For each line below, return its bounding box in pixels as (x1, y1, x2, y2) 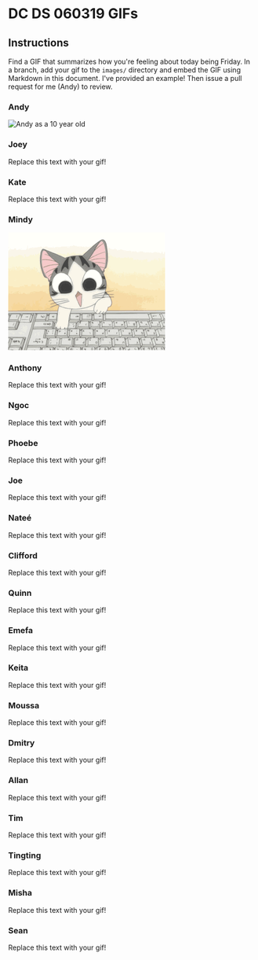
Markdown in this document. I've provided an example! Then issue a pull (8, 74, 242, 83)
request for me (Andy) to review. (8, 82, 113, 91)
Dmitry (8, 737, 35, 749)
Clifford (8, 550, 38, 561)
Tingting (8, 850, 42, 861)
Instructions (8, 36, 69, 50)
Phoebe (8, 437, 38, 448)
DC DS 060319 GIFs (8, 5, 139, 23)
